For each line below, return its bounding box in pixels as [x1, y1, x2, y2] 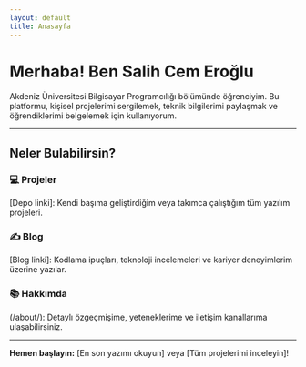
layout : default [9, 13, 71, 23]
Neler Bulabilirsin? [9, 145, 117, 160]
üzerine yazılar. [9, 264, 66, 275]
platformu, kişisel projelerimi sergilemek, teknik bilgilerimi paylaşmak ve [9, 101, 278, 112]
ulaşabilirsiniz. [9, 321, 64, 332]
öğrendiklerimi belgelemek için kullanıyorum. [9, 110, 178, 121]
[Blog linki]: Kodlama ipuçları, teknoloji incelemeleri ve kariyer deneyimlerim [9, 254, 293, 265]
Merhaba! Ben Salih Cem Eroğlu [9, 61, 254, 82]
